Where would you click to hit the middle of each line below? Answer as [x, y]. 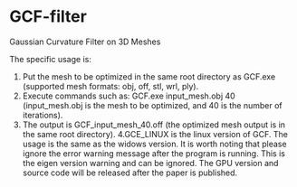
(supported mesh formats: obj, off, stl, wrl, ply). [110, 86]
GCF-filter [48, 17]
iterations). [43, 115]
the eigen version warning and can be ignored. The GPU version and [150, 163]
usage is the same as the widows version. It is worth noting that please [154, 144]
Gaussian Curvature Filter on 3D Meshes [85, 42]
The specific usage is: [51, 59]
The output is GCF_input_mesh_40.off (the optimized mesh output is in [154, 125]
